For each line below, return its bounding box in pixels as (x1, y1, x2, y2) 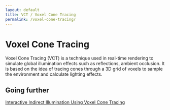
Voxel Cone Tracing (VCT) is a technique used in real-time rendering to (5, 55, 154, 61)
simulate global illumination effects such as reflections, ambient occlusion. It (5, 61, 165, 67)
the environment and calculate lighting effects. (5, 71, 103, 77)
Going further (5, 86, 49, 94)
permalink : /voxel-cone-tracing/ (5, 17, 76, 22)
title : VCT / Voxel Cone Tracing (5, 12, 76, 17)
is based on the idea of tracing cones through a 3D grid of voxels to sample (5, 66, 163, 72)
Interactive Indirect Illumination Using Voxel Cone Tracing (5, 99, 125, 105)
